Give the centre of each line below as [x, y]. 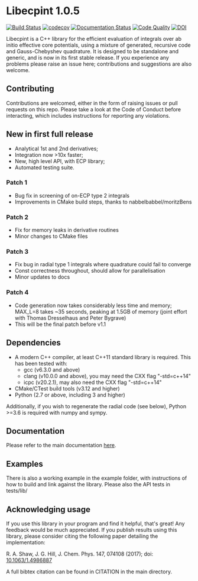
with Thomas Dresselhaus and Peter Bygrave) [70, 318]
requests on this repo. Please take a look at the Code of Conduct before [94, 109]
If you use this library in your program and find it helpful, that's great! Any [95, 524]
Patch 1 [17, 183]
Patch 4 [17, 292]
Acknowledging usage [48, 509]
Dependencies [33, 343]
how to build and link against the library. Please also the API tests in [88, 485]
